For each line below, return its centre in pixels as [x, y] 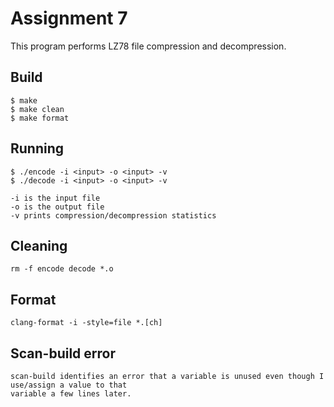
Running [37, 148]
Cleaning [39, 245]
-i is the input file [55, 198]
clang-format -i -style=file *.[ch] [86, 323]
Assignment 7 [69, 18]
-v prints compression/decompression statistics [113, 215]
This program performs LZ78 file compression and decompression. [148, 46]
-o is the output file [57, 207]
